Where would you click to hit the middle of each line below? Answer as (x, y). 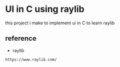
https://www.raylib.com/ (31, 60)
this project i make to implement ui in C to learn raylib (60, 23)
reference (21, 38)
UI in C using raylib (45, 9)
